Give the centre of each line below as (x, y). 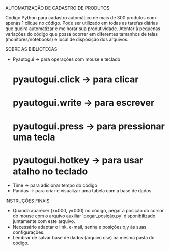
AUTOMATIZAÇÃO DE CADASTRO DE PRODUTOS (58, 8)
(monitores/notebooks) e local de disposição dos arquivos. (67, 39)
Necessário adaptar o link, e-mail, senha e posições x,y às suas (79, 227)
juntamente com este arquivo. (44, 221)
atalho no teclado (50, 171)
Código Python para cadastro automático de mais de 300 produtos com (81, 18)
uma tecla (34, 137)
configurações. (29, 232)
